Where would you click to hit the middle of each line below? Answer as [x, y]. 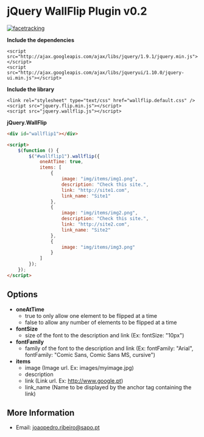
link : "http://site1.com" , [96, 190]
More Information [41, 413]
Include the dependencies [41, 40]
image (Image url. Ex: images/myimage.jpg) [79, 367]
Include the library [30, 89]
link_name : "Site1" [86, 196]
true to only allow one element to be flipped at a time [91, 315]
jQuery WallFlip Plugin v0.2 [77, 11]
